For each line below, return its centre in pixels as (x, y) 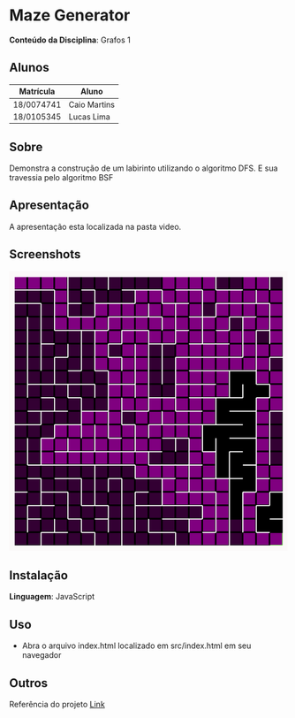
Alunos (30, 68)
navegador (42, 655)
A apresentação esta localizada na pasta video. (95, 226)
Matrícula (37, 92)
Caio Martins (92, 104)
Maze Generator (70, 15)
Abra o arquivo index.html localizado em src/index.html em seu (136, 645)
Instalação (39, 576)
